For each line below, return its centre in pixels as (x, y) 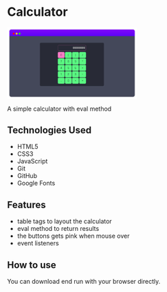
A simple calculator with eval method (59, 109)
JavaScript (32, 161)
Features (26, 204)
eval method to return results (58, 229)
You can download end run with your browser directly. (84, 282)
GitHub (27, 176)
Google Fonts (36, 183)
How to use (32, 265)
